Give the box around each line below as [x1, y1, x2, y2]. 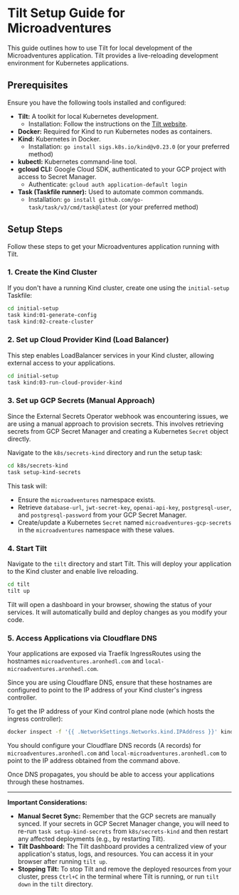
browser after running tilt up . [17, 857, 108, 865]
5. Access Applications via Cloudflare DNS [7, 633, 158, 643]
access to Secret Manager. [17, 172, 97, 181]
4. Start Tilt [7, 543, 48, 553]
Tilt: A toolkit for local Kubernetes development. [17, 112, 159, 120]
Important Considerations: [7, 798, 87, 806]
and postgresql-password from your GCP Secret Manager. [17, 510, 187, 519]
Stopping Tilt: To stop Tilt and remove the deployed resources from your [17, 864, 232, 873]
